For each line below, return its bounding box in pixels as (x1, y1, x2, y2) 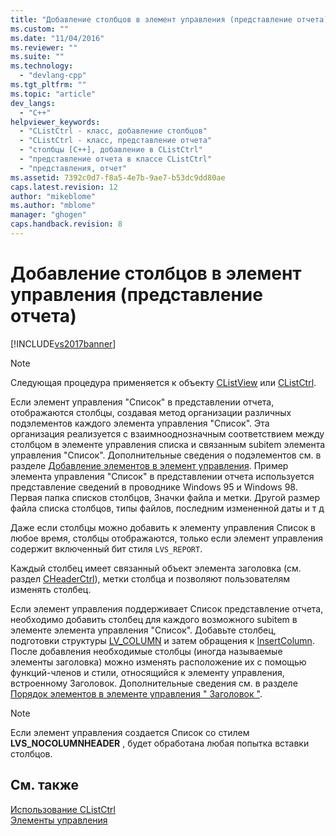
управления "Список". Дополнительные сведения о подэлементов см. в (10, 449, 322, 461)
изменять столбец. (10, 583, 92, 595)
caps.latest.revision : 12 (10, 182, 118, 192)
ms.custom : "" (10, 24, 70, 34)
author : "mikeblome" (10, 191, 97, 201)
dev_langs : (10, 98, 56, 108)
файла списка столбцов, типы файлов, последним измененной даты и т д (10, 502, 325, 514)
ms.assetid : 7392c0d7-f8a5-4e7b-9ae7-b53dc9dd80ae (10, 172, 226, 183)
